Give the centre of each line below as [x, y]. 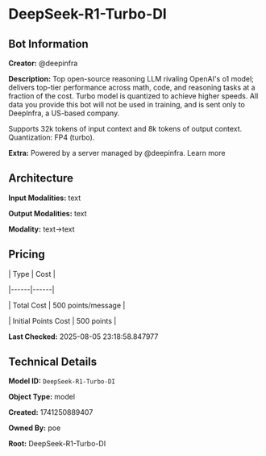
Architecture [41, 178]
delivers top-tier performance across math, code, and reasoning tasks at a [132, 87]
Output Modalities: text [48, 213]
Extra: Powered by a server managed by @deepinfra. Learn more [117, 153]
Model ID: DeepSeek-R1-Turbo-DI [62, 381]
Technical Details [53, 362]
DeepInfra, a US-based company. [64, 113]
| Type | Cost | [32, 274]
